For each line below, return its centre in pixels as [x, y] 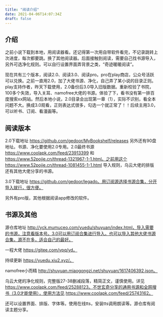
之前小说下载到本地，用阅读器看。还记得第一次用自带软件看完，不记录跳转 [79, 52]
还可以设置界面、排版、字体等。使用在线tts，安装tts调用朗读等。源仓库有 [78, 303]
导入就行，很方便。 [24, 187]
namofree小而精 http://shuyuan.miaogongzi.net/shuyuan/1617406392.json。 [81, 270]
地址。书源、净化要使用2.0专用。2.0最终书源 [50, 147]
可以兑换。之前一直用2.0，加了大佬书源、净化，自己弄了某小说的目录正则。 [81, 81]
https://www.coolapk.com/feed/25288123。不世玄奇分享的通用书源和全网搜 [81, 287]
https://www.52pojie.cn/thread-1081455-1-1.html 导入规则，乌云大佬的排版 [80, 165]
